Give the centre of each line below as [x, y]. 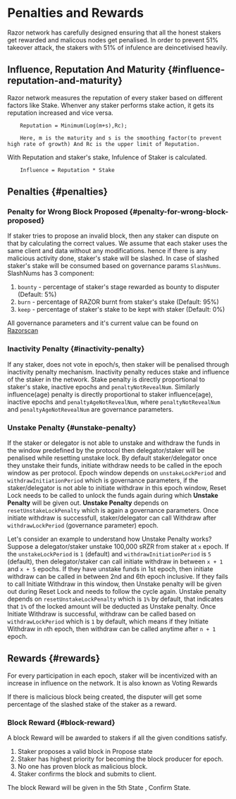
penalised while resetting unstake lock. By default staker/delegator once [112, 458]
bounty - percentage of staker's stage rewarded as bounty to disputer [118, 287]
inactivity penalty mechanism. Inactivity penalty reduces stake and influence [118, 372]
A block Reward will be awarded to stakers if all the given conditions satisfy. [117, 738]
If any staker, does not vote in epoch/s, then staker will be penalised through [118, 364]
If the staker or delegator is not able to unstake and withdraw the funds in [114, 443]
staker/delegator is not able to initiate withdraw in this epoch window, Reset [117, 488]
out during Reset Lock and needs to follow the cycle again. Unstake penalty [117, 592]
